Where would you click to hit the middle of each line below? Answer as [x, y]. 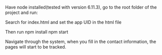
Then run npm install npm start [37, 32]
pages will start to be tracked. [36, 47]
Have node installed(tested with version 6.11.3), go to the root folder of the [81, 7]
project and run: [22, 12]
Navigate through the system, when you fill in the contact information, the [81, 41]
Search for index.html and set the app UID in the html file [63, 22]
